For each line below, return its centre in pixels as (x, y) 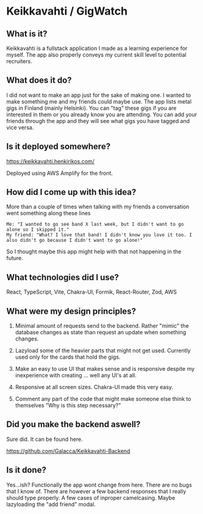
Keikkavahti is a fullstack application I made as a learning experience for (97, 48)
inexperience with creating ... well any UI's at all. (76, 375)
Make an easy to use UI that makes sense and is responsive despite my (105, 369)
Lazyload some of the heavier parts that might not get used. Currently (103, 351)
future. (15, 258)
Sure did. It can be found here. (45, 439)
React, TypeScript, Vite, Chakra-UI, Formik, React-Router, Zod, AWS (92, 292)
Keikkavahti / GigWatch (67, 11)
